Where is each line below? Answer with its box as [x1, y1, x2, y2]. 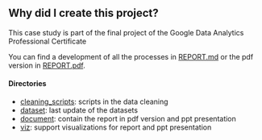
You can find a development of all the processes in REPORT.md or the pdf [8, 51, 254, 61]
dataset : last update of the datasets [19, 105, 139, 115]
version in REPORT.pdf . [8, 60, 86, 70]
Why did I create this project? [8, 6, 159, 20]
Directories [8, 79, 47, 89]
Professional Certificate [8, 36, 87, 46]
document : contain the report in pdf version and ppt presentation [19, 114, 236, 124]
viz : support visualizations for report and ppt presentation [19, 122, 212, 132]
